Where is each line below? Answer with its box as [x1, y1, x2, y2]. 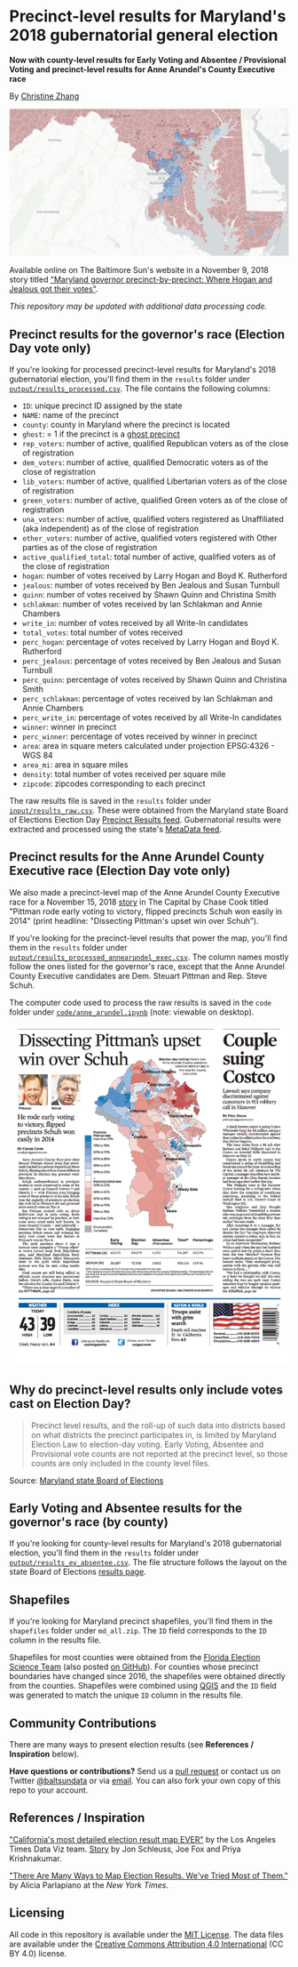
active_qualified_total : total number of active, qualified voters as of [21, 551, 277, 562]
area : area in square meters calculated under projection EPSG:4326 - [21, 741, 275, 751]
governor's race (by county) [9, 1514, 169, 1529]
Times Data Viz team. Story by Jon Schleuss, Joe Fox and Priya [9, 1843, 241, 1854]
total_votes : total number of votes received [21, 627, 184, 638]
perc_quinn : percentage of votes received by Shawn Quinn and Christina [21, 674, 287, 686]
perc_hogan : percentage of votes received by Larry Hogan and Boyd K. [21, 637, 279, 647]
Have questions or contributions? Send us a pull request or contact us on [9, 1766, 281, 1777]
